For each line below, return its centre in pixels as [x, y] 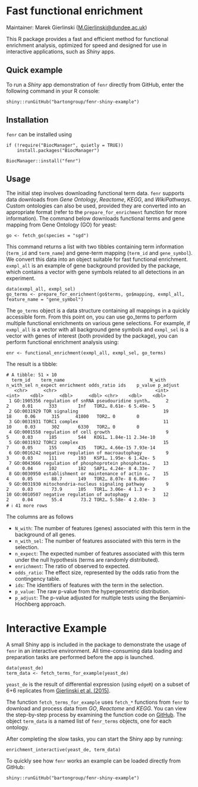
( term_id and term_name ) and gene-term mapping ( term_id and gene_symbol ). [100, 253]
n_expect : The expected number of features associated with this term [100, 553]
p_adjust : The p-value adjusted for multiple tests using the [87, 598]
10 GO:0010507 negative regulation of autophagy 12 [87, 495]
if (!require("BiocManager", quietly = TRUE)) [65, 145]
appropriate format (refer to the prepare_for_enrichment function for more [97, 212]
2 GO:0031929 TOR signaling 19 [89, 411]
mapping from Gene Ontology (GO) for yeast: [62, 225]
